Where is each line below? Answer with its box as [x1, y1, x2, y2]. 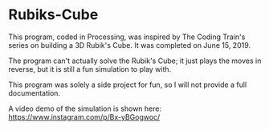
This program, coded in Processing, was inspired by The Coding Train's [8, 32, 246, 41]
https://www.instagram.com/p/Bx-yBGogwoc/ [8, 112, 161, 121]
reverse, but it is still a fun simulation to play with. [8, 64, 172, 73]
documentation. [8, 88, 61, 97]
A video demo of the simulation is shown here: [8, 104, 162, 113]
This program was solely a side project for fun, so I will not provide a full [8, 80, 247, 89]
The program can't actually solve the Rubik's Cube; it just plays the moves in [8, 56, 262, 65]
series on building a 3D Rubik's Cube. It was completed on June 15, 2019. [8, 40, 251, 49]
